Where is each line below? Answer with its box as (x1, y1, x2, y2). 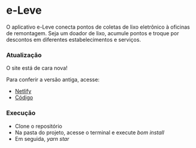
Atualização (6, 51, 42, 59)
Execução (6, 109, 36, 117)
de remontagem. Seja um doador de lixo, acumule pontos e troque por (6, 29, 179, 36)
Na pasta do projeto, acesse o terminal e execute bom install (14, 129, 164, 136)
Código (14, 94, 33, 101)
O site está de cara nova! (6, 64, 68, 72)
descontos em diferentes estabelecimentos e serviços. (6, 36, 142, 43)
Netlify (14, 88, 32, 95)
